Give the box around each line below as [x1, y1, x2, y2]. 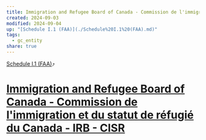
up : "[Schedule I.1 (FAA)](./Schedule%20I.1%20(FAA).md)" [6, 26, 158, 33]
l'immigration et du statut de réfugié [6, 108, 194, 122]
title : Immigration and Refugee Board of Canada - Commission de [6, 9, 177, 15]
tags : [6, 32, 20, 38]
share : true [6, 44, 37, 50]
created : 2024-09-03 [6, 15, 59, 21]
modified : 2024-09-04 [6, 20, 62, 26]
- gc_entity [12, 37, 43, 44]
